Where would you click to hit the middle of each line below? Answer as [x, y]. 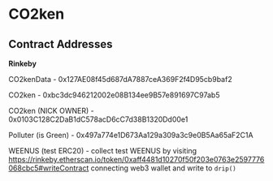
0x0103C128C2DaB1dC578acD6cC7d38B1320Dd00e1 [98, 119]
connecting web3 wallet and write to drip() [164, 168]
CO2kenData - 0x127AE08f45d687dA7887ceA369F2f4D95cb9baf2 [121, 79]
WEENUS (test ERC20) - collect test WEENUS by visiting [103, 151]
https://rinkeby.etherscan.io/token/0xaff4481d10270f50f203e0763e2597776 [136, 159]
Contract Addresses [61, 44]
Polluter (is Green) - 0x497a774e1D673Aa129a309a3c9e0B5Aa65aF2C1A [131, 135]
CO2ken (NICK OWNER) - [52, 111]
